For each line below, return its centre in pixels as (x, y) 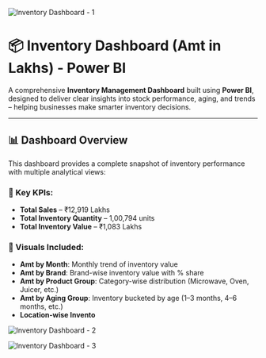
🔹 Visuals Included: (46, 247)
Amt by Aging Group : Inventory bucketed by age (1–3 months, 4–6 (128, 298)
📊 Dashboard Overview (68, 140)
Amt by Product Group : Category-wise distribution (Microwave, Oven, (134, 281)
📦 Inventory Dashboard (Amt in (115, 46)
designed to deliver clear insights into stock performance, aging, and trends (132, 98)
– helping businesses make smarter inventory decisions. (100, 106)
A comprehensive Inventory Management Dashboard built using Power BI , (131, 90)
